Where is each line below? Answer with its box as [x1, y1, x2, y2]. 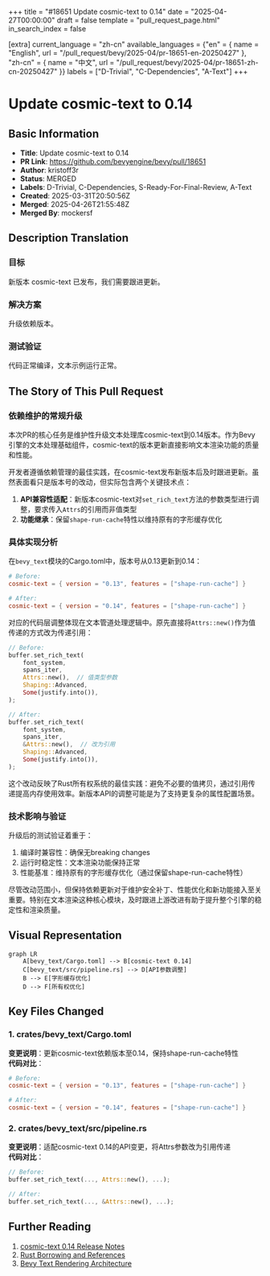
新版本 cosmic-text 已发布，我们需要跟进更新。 [8, 277, 165, 287]
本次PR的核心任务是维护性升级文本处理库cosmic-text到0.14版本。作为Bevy [8, 430, 256, 440]
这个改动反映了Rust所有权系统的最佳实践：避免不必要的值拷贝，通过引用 [8, 778, 249, 788]
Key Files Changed [8, 1005, 104, 1018]
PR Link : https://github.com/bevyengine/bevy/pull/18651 [19, 157, 207, 166]
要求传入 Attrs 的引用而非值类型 [34, 504, 137, 514]
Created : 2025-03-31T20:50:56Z [19, 191, 131, 200]
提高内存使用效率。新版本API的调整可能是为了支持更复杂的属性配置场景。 [14, 788, 260, 798]
